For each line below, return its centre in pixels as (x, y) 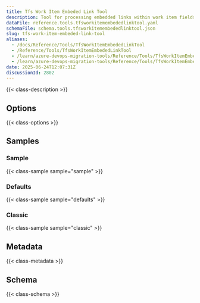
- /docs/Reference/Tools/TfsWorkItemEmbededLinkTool (78, 45)
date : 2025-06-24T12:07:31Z (41, 67)
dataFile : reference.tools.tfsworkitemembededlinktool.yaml (82, 23)
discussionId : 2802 (30, 73)
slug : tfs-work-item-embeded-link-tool (56, 34)
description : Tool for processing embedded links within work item (92, 17)
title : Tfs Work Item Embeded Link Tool (57, 12)
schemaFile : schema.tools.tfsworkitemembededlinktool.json (81, 28)
